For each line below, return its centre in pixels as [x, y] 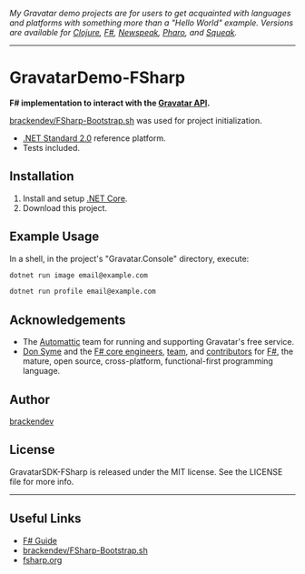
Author [30, 399]
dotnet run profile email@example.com [83, 292]
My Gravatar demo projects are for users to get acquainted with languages [150, 13]
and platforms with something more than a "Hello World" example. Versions [151, 23]
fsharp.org [42, 559]
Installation [42, 176]
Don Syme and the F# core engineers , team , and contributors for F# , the [157, 352]
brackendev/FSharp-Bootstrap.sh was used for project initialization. [136, 120]
